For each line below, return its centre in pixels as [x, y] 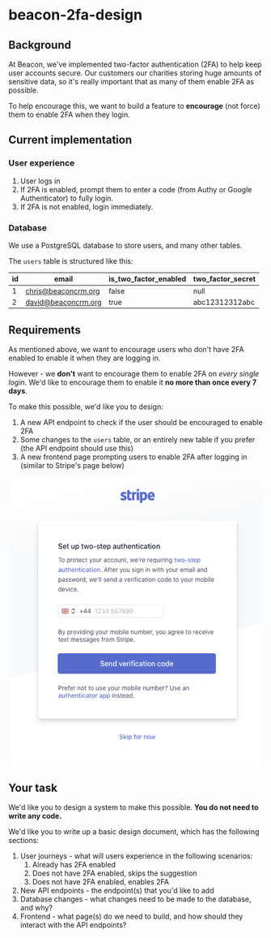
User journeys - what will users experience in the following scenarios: [136, 856]
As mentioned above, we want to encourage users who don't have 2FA [126, 350]
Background [40, 45]
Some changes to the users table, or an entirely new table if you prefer [138, 440]
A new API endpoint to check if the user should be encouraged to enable [141, 423]
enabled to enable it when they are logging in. [85, 358]
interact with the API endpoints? [73, 925]
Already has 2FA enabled [74, 865]
